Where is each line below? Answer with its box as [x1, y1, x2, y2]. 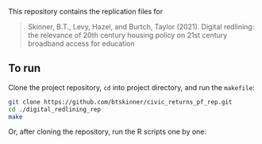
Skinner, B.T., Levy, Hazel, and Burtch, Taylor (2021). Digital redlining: [27, 22, 255, 31]
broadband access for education [27, 39, 135, 48]
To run [8, 62, 41, 75]
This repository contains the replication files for [8, 7, 164, 16]
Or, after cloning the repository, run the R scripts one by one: [8, 127, 207, 137]
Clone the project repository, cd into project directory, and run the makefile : [8, 82, 256, 92]
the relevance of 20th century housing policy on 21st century [27, 31, 228, 40]
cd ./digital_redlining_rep [8, 105, 102, 113]
